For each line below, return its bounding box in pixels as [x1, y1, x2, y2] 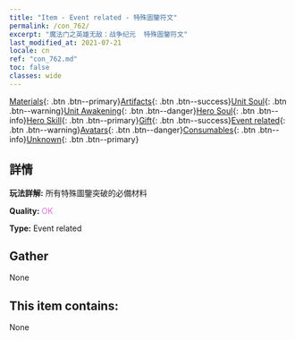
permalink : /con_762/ [9, 21, 90, 30]
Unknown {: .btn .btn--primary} [26, 133, 139, 144]
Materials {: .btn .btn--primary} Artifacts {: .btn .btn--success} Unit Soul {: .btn [9, 96, 288, 106]
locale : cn [9, 47, 50, 55]
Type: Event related [9, 223, 82, 234]
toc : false [9, 64, 50, 72]
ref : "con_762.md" [9, 55, 78, 64]
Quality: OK [9, 205, 54, 216]
